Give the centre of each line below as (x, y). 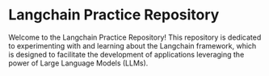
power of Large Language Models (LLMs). (78, 63)
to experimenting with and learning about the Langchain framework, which (132, 45)
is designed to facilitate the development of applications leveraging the (126, 54)
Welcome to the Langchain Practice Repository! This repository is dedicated (135, 37)
